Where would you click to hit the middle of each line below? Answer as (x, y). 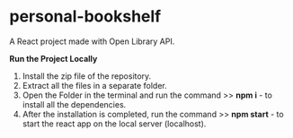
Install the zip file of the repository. (87, 76)
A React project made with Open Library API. (92, 41)
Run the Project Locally (53, 58)
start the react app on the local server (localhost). (114, 124)
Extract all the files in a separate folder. (95, 85)
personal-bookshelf (85, 17)
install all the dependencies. (74, 104)
